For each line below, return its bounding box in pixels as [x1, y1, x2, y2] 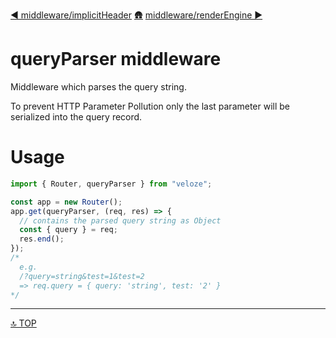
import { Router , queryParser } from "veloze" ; [10, 179, 213, 189]
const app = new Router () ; [10, 197, 123, 207]
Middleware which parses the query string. [10, 80, 187, 93]
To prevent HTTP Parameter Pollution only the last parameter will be [10, 100, 291, 112]
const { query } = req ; [19, 225, 118, 235]
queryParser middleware [10, 48, 222, 71]
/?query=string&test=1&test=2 [19, 271, 145, 281]
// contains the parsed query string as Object [19, 215, 222, 226]
